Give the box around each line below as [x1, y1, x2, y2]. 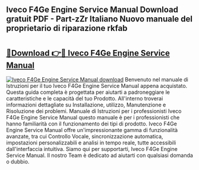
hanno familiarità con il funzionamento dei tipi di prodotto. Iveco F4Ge [6, 120, 177, 127]
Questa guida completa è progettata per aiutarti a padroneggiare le [6, 89, 170, 96]
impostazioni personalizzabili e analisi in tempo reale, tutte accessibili [6, 139, 176, 146]
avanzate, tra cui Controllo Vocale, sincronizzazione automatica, [6, 133, 163, 140]
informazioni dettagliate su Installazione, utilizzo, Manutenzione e [6, 101, 166, 108]
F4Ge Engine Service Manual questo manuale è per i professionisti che [6, 114, 180, 121]
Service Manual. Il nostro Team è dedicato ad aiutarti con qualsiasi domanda [6, 152, 193, 159]
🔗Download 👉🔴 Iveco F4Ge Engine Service [6, 48, 170, 58]
